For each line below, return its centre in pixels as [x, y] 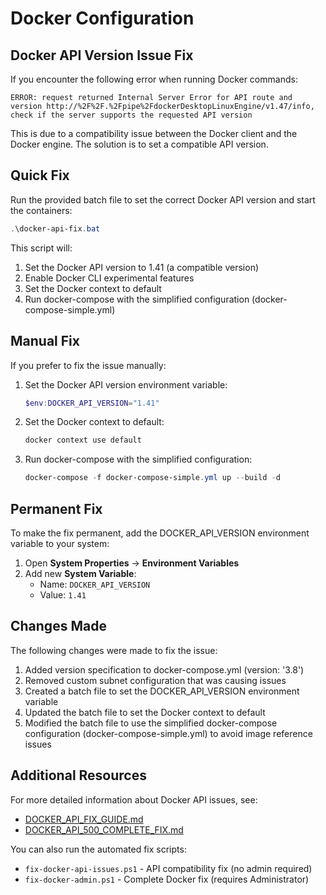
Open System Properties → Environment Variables [132, 563]
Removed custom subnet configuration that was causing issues [155, 680]
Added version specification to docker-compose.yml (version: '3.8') [164, 669]
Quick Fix [40, 175]
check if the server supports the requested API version [131, 115]
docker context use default [83, 440]
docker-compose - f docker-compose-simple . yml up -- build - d [152, 478]
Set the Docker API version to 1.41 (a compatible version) [142, 267]
